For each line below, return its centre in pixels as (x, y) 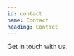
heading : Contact (33, 27)
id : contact (25, 14)
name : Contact (28, 20)
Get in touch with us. (37, 47)
